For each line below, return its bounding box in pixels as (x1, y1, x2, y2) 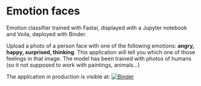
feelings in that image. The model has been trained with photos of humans (6, 55, 192, 62)
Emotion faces (6, 4, 81, 18)
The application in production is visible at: (6, 73, 111, 80)
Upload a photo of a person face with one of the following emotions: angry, (6, 42, 195, 49)
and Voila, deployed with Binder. (6, 30, 87, 37)
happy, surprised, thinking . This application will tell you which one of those (6, 48, 196, 55)
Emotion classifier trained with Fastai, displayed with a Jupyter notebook (6, 24, 188, 31)
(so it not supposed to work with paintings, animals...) (6, 61, 140, 69)
